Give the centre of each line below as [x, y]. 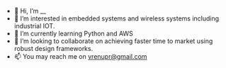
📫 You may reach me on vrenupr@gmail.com [80, 56]
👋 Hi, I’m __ [30, 11]
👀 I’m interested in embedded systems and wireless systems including [117, 18]
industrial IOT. [34, 26]
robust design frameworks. [53, 49]
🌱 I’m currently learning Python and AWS [73, 33]
